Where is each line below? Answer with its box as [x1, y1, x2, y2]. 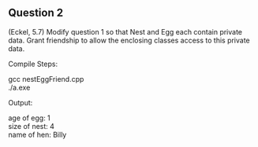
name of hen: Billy [8, 130, 67, 139]
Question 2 [8, 6, 64, 20]
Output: [8, 97, 33, 107]
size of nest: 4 [8, 121, 55, 130]
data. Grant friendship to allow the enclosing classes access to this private [8, 35, 250, 45]
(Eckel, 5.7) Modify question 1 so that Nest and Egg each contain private [8, 27, 243, 36]
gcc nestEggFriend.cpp [8, 74, 84, 83]
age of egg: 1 [8, 113, 51, 123]
